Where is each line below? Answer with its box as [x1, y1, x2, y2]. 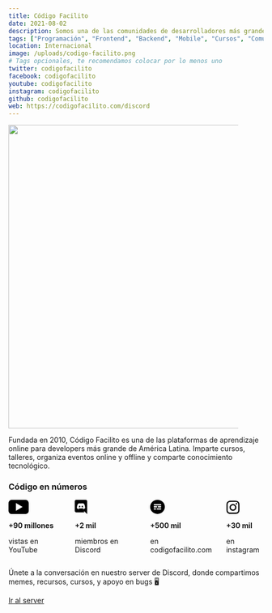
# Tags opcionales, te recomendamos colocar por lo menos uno [8, 57, 223, 66]
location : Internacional [8, 42, 92, 50]
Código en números [8, 481, 87, 492]
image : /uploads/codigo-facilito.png [8, 49, 136, 57]
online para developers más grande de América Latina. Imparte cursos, [8, 444, 245, 453]
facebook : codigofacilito [8, 72, 96, 80]
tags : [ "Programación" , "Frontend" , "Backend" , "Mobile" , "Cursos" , [8, 34, 244, 43]
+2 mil [74, 521, 96, 530]
